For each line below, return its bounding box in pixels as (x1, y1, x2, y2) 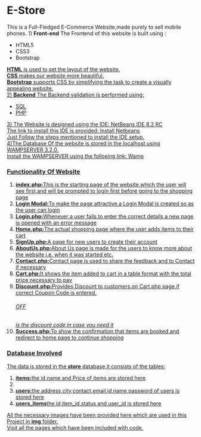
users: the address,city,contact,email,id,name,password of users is (15, 387, 180, 394)
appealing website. (7, 84, 54, 92)
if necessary (15, 264, 47, 271)
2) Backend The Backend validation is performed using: (7, 91, 144, 98)
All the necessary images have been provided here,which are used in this (7, 411, 187, 418)
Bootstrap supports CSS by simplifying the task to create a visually (7, 78, 172, 86)
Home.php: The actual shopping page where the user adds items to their (15, 226, 194, 233)
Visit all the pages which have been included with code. (7, 424, 144, 431)
